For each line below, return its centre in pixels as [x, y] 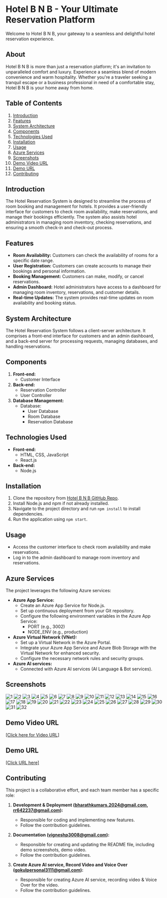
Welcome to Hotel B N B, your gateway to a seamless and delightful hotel [81, 33]
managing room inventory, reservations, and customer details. [77, 292]
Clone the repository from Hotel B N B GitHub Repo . [66, 498]
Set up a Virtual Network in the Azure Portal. [66, 642]
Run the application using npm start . [50, 519]
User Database [43, 411]
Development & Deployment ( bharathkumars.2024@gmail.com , [80, 805]
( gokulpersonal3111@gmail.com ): [48, 870]
